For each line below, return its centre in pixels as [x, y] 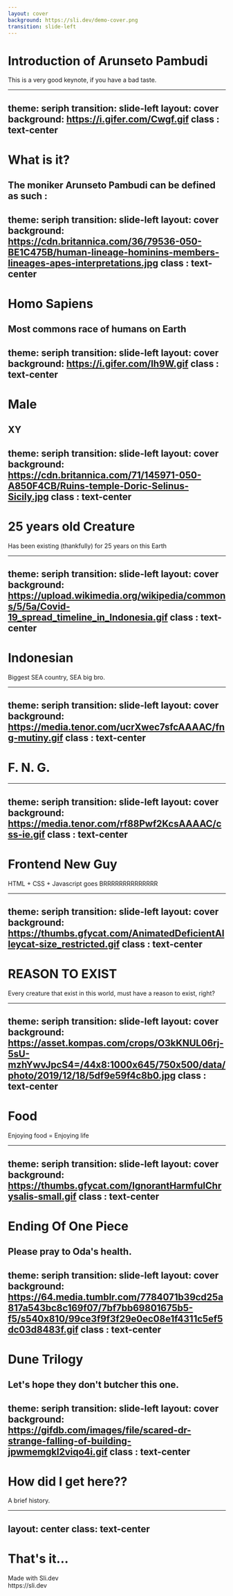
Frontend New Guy [63, 864]
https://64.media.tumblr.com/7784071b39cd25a [116, 1297]
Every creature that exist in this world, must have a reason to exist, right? [111, 993]
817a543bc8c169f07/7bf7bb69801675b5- [101, 1308]
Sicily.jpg [28, 497]
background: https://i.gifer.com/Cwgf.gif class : [114, 119]
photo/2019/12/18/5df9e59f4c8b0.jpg [92, 1076]
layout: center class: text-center [79, 1529]
